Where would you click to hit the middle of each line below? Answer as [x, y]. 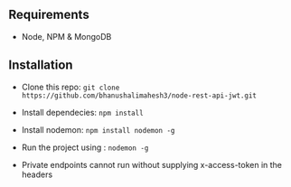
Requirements [49, 15]
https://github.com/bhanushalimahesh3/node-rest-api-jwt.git [139, 95]
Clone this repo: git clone [70, 87]
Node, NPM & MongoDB [66, 36]
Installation [41, 65]
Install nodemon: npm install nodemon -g [98, 129]
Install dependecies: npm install [82, 112]
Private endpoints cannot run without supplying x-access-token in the [151, 164]
